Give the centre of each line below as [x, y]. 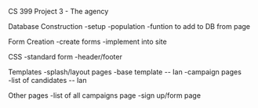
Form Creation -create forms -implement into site [87, 41]
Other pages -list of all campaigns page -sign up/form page [105, 95]
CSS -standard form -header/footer [65, 57]
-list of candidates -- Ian [47, 80]
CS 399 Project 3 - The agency [58, 11]
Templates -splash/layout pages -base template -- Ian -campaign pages [125, 72]
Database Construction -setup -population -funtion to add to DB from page [129, 26]
